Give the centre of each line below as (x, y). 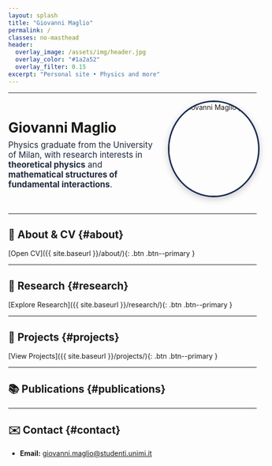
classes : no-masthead (44, 38)
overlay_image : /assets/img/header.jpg (81, 52)
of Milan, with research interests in (76, 155)
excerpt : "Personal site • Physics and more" (84, 74)
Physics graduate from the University (80, 145)
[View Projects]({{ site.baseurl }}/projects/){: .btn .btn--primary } (113, 356)
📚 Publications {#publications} (87, 389)
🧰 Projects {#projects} (64, 337)
